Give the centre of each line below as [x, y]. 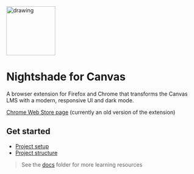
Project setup [32, 146]
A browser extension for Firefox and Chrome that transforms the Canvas [97, 94]
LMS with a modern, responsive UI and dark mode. [70, 100]
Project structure [36, 153]
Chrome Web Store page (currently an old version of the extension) [91, 112]
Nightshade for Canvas [66, 77]
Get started [28, 131]
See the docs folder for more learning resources [82, 164]
